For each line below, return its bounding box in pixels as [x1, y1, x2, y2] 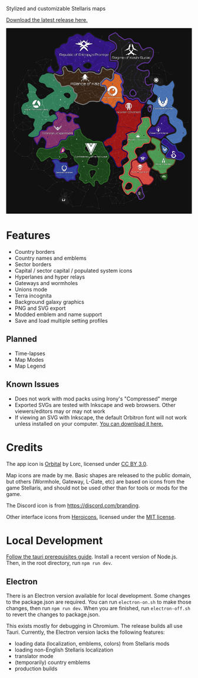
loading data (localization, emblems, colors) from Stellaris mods [14, 640, 170, 647]
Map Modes [14, 356, 44, 363]
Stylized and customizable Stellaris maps [6, 5, 106, 12]
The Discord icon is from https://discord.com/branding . [6, 502, 140, 509]
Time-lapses [14, 350, 45, 357]
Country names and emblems [14, 254, 87, 262]
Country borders [14, 248, 55, 255]
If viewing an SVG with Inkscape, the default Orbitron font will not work [14, 414, 187, 421]
